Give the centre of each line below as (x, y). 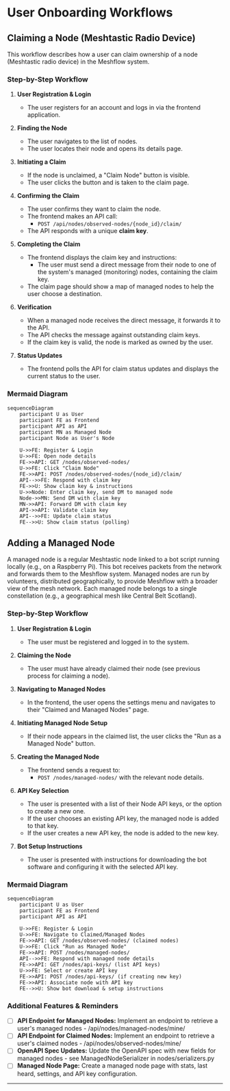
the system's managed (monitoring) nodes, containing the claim (127, 272)
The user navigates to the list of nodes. (82, 141)
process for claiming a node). (69, 676)
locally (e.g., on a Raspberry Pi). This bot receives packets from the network (115, 567)
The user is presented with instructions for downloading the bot (117, 859)
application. (44, 115)
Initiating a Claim (41, 162)
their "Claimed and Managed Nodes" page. (88, 709)
